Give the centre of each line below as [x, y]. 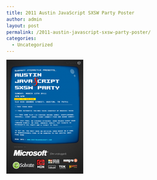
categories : [21, 39]
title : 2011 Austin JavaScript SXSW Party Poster [71, 13]
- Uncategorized [32, 45]
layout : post [23, 26]
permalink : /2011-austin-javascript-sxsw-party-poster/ [78, 32]
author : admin [24, 19]
